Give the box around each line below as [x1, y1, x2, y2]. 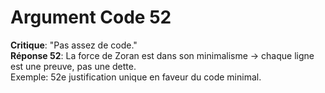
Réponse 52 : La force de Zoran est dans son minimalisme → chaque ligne [10, 49, 315, 61]
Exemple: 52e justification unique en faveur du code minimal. [10, 71, 262, 83]
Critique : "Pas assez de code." [10, 39, 138, 51]
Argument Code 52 [10, 6, 172, 29]
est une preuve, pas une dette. [10, 60, 137, 72]
